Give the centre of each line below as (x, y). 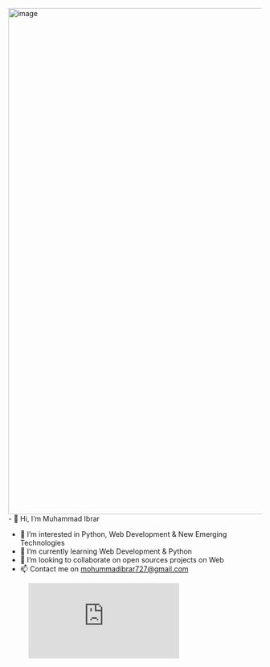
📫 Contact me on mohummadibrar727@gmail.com (104, 569)
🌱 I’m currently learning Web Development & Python (106, 551)
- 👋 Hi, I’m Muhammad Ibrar (54, 519)
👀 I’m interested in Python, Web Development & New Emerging (123, 534)
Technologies (43, 543)
